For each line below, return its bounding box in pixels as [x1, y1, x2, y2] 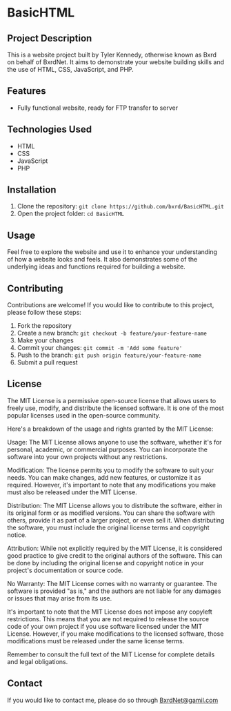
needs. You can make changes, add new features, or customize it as [7, 473, 201, 481]
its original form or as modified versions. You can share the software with [7, 509, 215, 517]
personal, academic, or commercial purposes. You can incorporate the [7, 445, 208, 454]
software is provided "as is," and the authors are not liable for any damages [7, 587, 221, 595]
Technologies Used [7, 124, 92, 135]
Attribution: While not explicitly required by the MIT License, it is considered [7, 544, 223, 552]
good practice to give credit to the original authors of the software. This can [7, 551, 223, 560]
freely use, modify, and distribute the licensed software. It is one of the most [7, 404, 224, 412]
